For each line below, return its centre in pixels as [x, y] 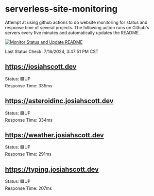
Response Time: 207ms [28, 188]
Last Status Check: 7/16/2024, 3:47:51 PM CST [52, 51]
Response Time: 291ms [28, 154]
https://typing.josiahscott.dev [52, 169]
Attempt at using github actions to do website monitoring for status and [76, 22]
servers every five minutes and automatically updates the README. [72, 33]
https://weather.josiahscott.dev [55, 135]
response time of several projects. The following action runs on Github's [77, 27]
